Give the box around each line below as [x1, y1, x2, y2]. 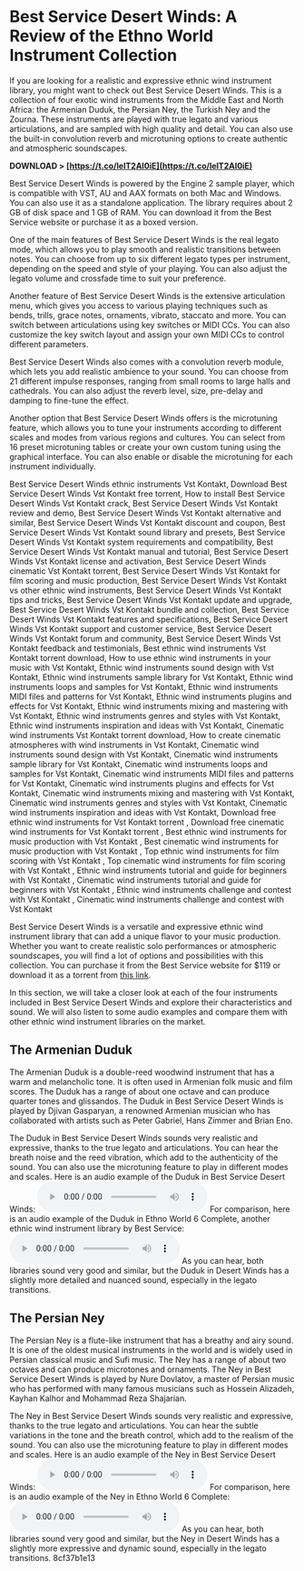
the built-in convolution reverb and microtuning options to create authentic [9, 133, 289, 144]
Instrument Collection [9, 45, 178, 65]
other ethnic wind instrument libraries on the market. [9, 1016, 206, 1026]
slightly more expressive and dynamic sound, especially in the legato [9, 1543, 268, 1554]
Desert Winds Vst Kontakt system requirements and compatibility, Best [9, 536, 274, 547]
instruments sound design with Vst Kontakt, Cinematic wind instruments [9, 748, 279, 760]
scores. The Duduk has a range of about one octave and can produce [9, 1086, 270, 1096]
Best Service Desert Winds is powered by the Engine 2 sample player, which [9, 177, 295, 188]
